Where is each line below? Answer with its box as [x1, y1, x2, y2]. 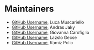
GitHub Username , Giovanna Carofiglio [11, 29, 90, 35]
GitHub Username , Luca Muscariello [11, 19, 84, 25]
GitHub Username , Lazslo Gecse [11, 35, 77, 40]
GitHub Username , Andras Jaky [11, 24, 75, 30]
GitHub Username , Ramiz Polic [11, 39, 73, 45]
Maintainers [4, 3, 54, 14]
